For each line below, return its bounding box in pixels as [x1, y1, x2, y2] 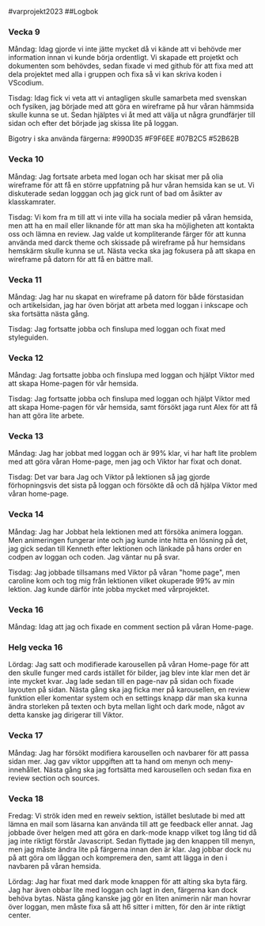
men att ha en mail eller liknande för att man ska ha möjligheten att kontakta [8, 221, 255, 230]
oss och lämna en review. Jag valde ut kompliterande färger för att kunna [8, 229, 247, 238]
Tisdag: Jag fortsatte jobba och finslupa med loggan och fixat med [8, 324, 225, 333]
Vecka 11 [8, 274, 42, 285]
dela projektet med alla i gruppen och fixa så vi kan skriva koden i [8, 70, 221, 79]
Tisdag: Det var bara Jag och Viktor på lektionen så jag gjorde [8, 472, 210, 482]
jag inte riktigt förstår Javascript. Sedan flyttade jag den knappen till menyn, [8, 836, 256, 845]
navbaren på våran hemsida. [8, 861, 101, 871]
